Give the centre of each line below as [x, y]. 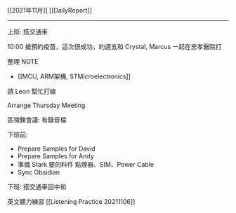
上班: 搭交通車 [27, 32]
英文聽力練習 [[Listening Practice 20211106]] [71, 201]
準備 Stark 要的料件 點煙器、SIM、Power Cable [86, 164]
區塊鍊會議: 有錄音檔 [37, 120]
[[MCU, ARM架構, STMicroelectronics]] [74, 76]
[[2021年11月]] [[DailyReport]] [50, 10]
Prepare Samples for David [57, 149]
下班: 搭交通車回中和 [37, 187]
